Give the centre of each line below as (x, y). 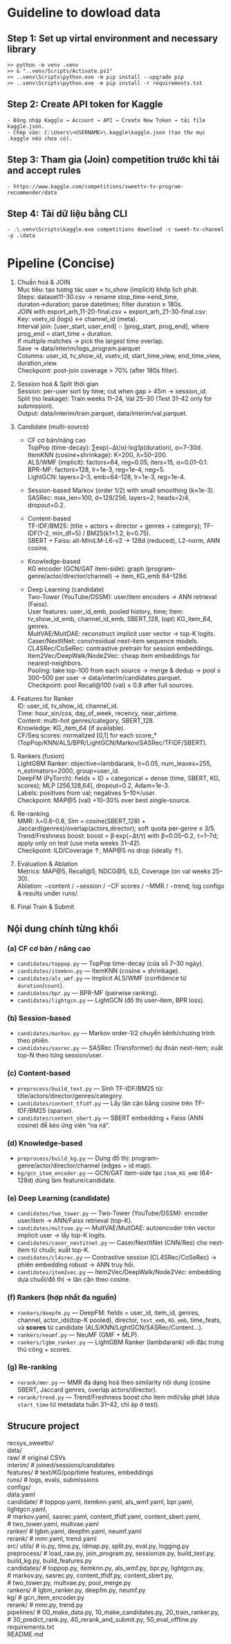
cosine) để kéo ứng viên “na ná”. (63, 1125)
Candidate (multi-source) (53, 427)
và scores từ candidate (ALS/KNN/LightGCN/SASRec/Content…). (110, 1327)
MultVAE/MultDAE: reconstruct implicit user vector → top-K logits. (121, 634)
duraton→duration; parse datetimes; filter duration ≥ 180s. (100, 304)
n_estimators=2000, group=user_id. (68, 771)
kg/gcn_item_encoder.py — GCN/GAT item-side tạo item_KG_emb (108, 1172)
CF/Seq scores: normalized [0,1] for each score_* (87, 735)
